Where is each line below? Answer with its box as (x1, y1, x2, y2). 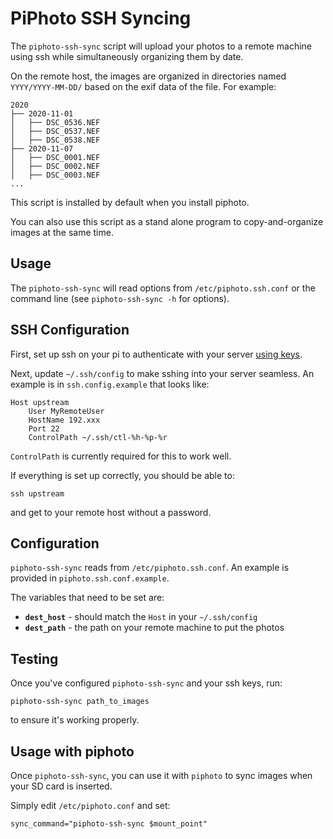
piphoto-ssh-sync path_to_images (10, 697, 150, 707)
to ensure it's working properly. (10, 714, 140, 726)
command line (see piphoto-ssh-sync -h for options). (10, 292, 230, 304)
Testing (10, 650, 59, 667)
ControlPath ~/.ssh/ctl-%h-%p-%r (28, 432, 168, 442)
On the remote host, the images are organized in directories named (10, 70, 287, 82)
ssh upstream (10, 488, 65, 499)
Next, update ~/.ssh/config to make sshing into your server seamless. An (10, 367, 315, 379)
